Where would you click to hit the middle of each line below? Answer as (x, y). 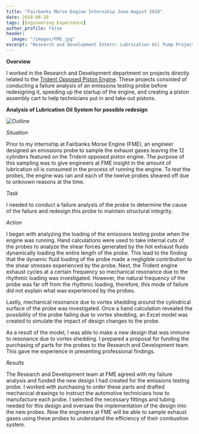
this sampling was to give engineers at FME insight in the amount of (89, 163)
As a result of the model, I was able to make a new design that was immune (98, 332)
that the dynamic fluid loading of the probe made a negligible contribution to (99, 259)
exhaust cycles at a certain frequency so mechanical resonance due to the (97, 271)
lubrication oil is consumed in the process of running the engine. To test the (98, 169)
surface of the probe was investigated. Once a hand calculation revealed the (99, 308)
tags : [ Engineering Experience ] (46, 22)
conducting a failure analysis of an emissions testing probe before (87, 85)
